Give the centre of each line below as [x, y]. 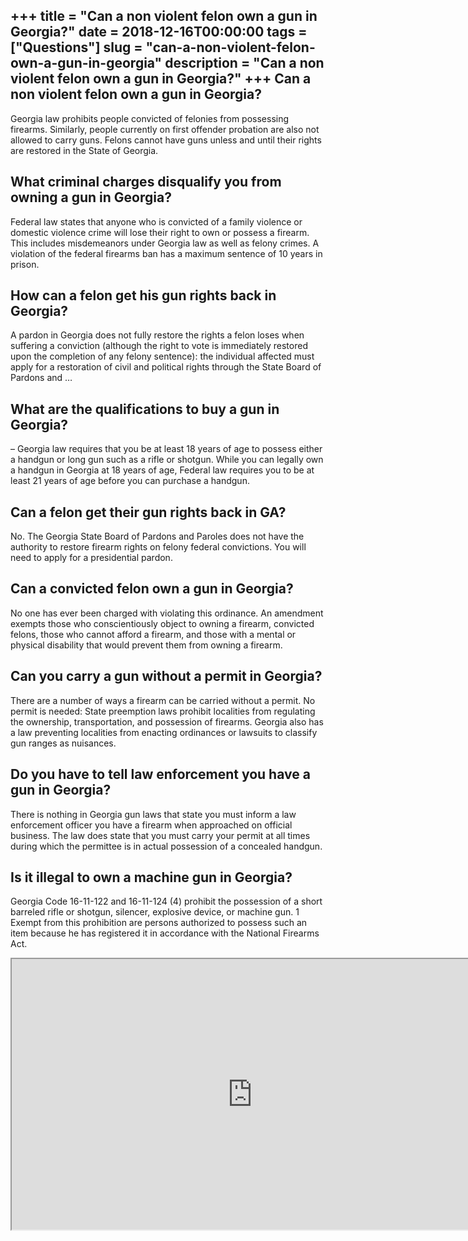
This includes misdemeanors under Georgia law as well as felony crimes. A [165, 243]
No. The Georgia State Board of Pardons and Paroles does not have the [157, 536]
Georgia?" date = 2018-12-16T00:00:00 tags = [159, 32]
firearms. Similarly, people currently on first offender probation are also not [165, 129]
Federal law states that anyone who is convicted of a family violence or [156, 221]
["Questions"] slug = [76, 47]
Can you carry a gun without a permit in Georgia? [166, 676]
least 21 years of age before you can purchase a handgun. [130, 481]
